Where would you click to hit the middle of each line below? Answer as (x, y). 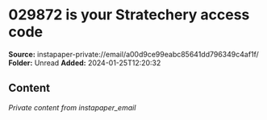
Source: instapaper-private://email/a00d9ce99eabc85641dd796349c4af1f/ (134, 54)
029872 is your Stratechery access (129, 15)
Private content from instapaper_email (72, 107)
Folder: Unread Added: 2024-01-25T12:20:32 (85, 63)
